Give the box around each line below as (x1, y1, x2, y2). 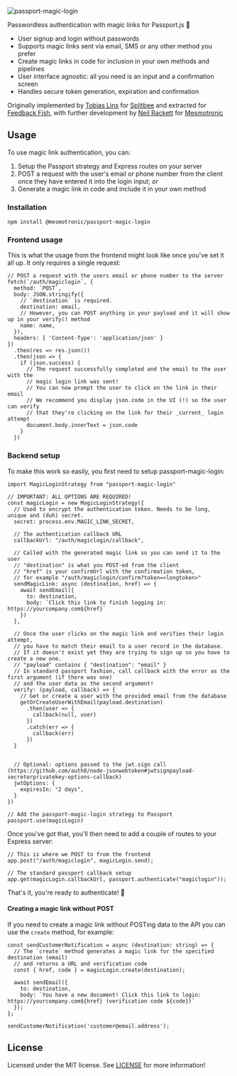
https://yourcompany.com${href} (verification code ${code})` (7, 997, 195, 1005)
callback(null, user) (33, 711, 97, 718)
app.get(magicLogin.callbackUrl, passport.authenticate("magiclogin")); (7, 875, 227, 882)
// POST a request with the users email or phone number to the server (7, 273, 224, 280)
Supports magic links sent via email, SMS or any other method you (17, 42, 213, 50)
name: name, (20, 322, 55, 329)
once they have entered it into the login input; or (17, 176, 158, 185)
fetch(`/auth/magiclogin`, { (7, 278, 94, 286)
